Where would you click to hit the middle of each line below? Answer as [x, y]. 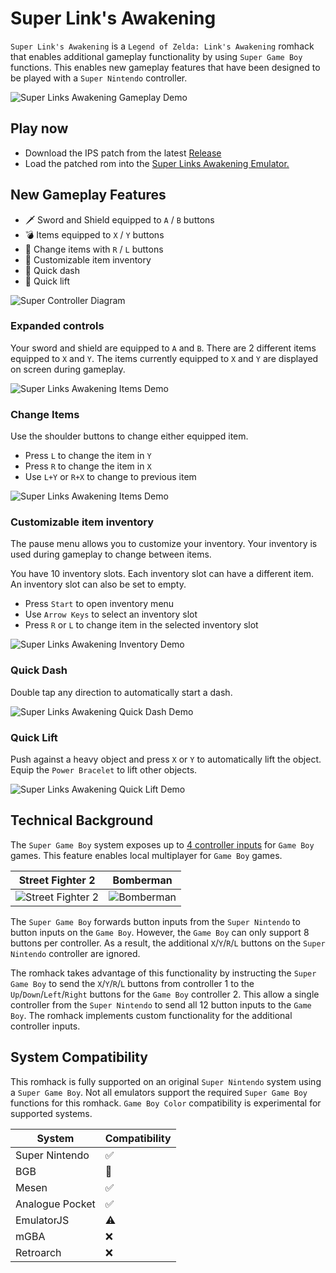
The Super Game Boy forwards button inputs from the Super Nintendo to [155, 921]
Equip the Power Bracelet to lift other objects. [104, 770]
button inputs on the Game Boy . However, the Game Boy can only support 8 [160, 932]
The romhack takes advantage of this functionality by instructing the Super [163, 973]
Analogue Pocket [55, 1204]
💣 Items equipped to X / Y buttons [94, 234]
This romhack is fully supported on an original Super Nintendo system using [166, 1081]
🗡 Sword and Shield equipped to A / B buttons [119, 219]
